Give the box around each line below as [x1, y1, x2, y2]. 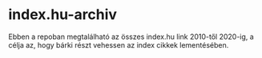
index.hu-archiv [8, 6, 118, 24]
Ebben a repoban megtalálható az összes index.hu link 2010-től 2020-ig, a [8, 32, 254, 41]
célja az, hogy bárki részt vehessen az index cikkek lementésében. [8, 40, 229, 49]
